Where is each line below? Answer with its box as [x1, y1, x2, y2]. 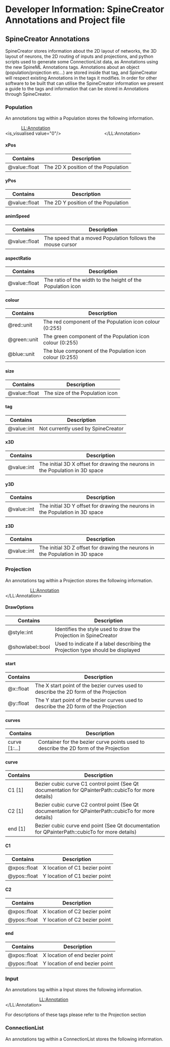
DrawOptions [5, 604, 34, 610]
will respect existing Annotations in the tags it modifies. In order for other [5, 75, 157, 81]
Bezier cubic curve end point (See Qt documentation [35, 822, 160, 829]
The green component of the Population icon [42, 333, 150, 340]
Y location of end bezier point [42, 960, 113, 967]
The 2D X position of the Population [44, 163, 129, 170]
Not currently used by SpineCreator [39, 425, 124, 432]
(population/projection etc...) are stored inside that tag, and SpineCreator [5, 69, 157, 76]
